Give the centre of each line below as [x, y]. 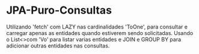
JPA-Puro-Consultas [59, 10]
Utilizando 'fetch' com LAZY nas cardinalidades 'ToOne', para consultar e [97, 27]
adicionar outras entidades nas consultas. [58, 46]
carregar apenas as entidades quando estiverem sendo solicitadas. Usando [100, 33]
